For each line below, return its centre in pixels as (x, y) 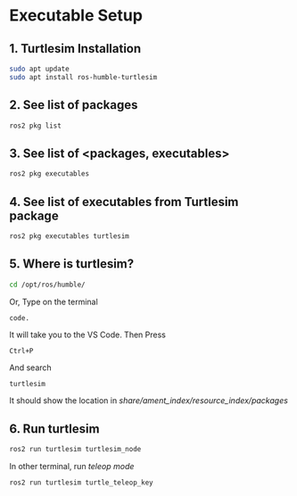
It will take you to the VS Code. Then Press (88, 335)
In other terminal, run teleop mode (72, 467)
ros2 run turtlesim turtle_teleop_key (81, 483)
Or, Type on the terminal (54, 302)
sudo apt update (39, 69)
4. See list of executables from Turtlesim (124, 202)
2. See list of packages (74, 105)
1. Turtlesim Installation (75, 49)
